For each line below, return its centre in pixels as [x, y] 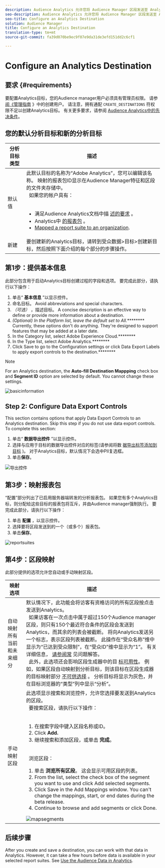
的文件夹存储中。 [46, 188]
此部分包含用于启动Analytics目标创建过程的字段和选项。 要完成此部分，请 [80, 280]
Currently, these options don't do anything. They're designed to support [85, 325]
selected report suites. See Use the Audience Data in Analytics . [69, 860]
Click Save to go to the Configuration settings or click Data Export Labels [86, 347]
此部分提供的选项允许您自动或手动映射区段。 [50, 572]
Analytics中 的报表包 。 [61, 221]
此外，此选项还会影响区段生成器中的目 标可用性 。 [86, 661]
